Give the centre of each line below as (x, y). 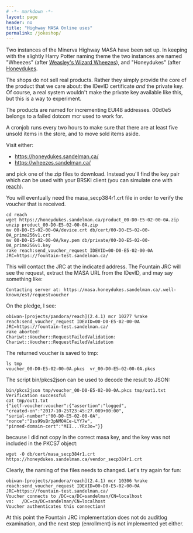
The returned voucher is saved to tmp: (52, 353)
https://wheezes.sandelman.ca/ (53, 163)
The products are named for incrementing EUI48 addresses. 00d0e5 (89, 110)
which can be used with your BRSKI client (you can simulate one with (89, 180)
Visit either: (20, 145)
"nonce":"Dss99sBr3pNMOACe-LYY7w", (49, 421)
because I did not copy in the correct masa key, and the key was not (88, 438)
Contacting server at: (34, 290)
